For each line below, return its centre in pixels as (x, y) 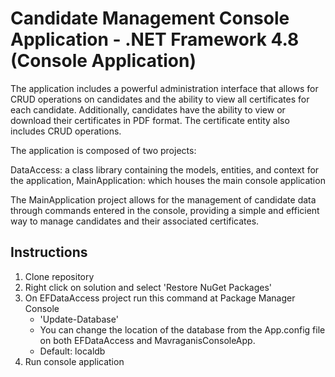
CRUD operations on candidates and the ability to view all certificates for (160, 99)
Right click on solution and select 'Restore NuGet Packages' (148, 287)
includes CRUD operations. (66, 131)
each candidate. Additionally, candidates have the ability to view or (148, 109)
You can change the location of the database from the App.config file (182, 329)
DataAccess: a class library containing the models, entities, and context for (165, 169)
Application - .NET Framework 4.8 (155, 39)
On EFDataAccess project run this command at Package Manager (160, 298)
